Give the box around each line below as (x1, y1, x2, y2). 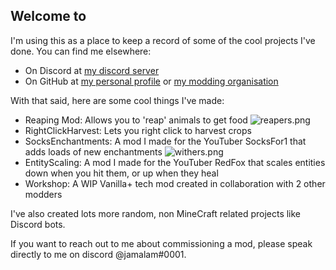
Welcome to (10, 8, 87, 25)
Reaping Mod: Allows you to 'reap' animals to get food (24, 114, 248, 126)
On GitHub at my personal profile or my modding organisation (24, 75, 279, 87)
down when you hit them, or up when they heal (24, 167, 219, 179)
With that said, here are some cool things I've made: (10, 94, 225, 106)
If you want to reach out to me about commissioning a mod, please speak (10, 237, 313, 249)
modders (24, 188, 63, 200)
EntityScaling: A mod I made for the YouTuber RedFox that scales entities (24, 156, 326, 168)
